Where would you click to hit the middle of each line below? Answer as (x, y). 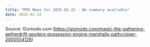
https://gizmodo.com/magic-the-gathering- (99, 28)
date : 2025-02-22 (23, 14)
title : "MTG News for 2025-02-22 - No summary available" (67, 10)
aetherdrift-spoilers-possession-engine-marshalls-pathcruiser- (71, 34)
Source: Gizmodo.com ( (30, 28)
